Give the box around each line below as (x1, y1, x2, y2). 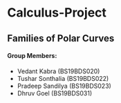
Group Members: (7, 52, 57, 60)
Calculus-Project (7, 5, 107, 21)
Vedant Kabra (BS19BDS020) (17, 67, 100, 75)
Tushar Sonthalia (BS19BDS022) (17, 74, 109, 82)
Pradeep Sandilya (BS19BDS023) (17, 82, 112, 90)
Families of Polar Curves (7, 32, 115, 44)
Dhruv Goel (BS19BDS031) (17, 88, 93, 97)
